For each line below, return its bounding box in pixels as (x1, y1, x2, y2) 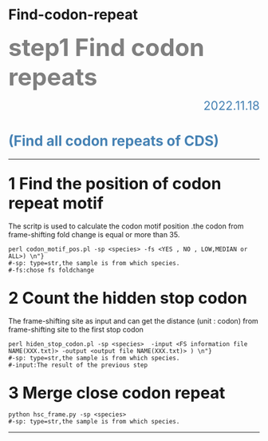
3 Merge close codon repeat (8, 382, 226, 403)
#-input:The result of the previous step (8, 361, 148, 369)
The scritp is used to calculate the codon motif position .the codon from (8, 221, 245, 231)
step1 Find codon (8, 32, 205, 62)
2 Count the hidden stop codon (8, 288, 247, 308)
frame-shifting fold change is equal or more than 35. (8, 229, 180, 239)
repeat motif (8, 193, 104, 213)
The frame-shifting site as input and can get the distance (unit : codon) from (8, 316, 259, 325)
